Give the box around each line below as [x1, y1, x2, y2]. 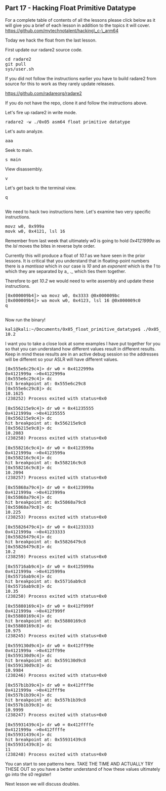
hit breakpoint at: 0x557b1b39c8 [5, 697, 86, 703]
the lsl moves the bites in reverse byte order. [5, 243, 95, 249]
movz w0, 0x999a [5, 223, 44, 229]
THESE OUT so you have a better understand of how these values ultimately [5, 766, 161, 772]
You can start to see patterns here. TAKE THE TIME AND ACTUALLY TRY [5, 761, 154, 767]
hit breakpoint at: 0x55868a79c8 [5, 499, 86, 505]
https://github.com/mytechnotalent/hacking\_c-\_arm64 [5, 27, 119, 34]
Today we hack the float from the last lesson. [5, 37, 97, 43]
